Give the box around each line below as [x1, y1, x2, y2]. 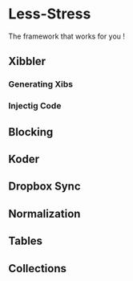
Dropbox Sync [8, 180, 81, 193]
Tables [8, 234, 42, 248]
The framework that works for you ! [8, 31, 126, 41]
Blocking [8, 125, 54, 139]
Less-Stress [8, 5, 91, 23]
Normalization [8, 206, 81, 221]
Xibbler [8, 55, 46, 68]
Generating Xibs [8, 79, 74, 90]
